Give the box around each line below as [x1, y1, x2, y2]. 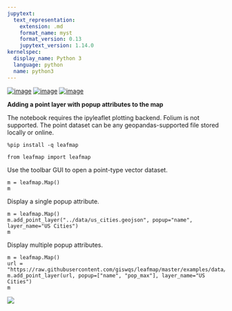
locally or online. [7, 128, 54, 137]
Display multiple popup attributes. [7, 241, 104, 249]
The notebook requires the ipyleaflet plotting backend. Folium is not [7, 113, 200, 121]
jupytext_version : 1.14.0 [19, 42, 95, 49]
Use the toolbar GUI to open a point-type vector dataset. [7, 165, 168, 174]
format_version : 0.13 [19, 36, 81, 43]
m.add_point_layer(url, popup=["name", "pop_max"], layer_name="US [7, 272, 206, 279]
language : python [13, 61, 64, 68]
